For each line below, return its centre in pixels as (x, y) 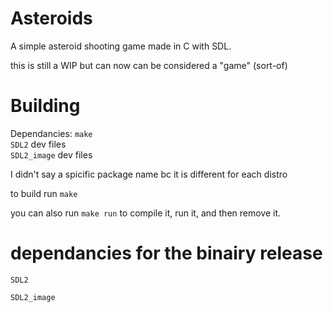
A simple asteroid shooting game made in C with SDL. (121, 46)
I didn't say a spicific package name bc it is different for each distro (149, 174)
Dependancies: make (51, 133)
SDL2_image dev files (51, 154)
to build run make (44, 193)
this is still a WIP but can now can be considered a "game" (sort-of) (149, 65)
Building (45, 106)
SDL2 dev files (38, 144)
